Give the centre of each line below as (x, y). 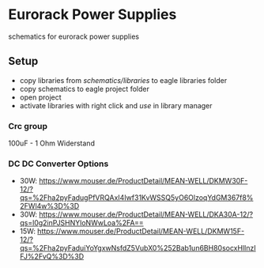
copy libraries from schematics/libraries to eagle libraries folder (123, 80)
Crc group (28, 126)
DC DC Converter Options (58, 164)
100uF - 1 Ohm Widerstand (51, 143)
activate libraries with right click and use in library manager (116, 105)
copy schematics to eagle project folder (85, 89)
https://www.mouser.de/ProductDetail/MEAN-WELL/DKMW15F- (141, 232)
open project (40, 97)
